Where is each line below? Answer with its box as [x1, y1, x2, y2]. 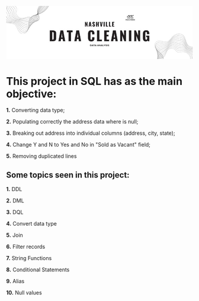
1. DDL [6, 186, 23, 193]
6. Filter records [6, 243, 46, 251]
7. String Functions [6, 255, 52, 262]
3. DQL [6, 208, 24, 216]
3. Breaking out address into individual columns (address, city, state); [6, 129, 176, 137]
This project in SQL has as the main [6, 74, 182, 88]
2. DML [6, 197, 25, 204]
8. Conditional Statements [6, 266, 70, 273]
